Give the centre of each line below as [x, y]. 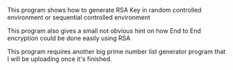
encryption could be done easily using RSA [69, 38]
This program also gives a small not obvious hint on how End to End [104, 31]
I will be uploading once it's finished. [60, 59]
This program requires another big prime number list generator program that [116, 52]
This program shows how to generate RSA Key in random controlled [104, 10]
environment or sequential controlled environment [79, 17]
